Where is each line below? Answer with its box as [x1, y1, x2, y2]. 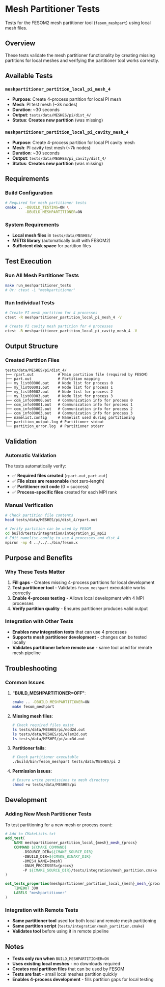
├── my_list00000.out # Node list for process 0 [5, 381, 113, 386]
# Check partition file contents [5, 513, 74, 518]
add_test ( [5, 836, 26, 841]
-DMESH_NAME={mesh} [23, 859, 63, 864]
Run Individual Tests [5, 299, 55, 306]
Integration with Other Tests [5, 618, 74, 625]
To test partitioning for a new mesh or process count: [5, 822, 113, 828]
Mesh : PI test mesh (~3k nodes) [12, 102, 78, 108]
